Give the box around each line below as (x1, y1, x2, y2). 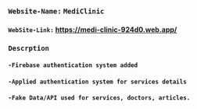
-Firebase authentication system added (8, 62, 138, 69)
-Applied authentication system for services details (8, 78, 188, 86)
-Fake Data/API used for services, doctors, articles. (8, 94, 191, 102)
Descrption (8, 44, 49, 53)
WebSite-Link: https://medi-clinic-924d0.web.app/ (8, 25, 177, 34)
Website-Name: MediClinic (8, 6, 105, 16)
